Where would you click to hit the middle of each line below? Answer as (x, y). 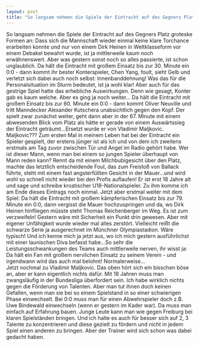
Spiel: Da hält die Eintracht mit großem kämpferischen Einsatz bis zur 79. (95, 198)
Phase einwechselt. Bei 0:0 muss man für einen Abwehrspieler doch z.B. (95, 299)
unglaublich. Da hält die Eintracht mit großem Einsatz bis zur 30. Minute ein (98, 65)
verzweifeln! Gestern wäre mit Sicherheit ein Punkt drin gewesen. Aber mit (97, 217)
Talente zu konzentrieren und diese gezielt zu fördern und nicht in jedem (95, 324)
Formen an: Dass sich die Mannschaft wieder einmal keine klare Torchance (98, 40)
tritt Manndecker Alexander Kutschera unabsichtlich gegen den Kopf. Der (96, 110)
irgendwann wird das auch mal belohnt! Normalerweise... (76, 261)
